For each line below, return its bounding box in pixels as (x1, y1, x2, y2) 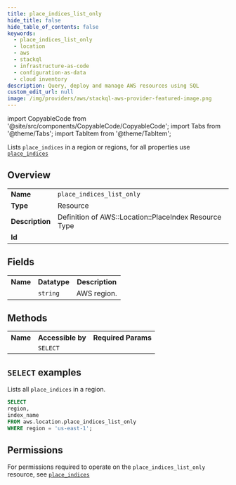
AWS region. (76, 288, 117, 298)
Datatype (37, 277, 70, 286)
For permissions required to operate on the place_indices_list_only (7, 463, 206, 471)
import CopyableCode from (7, 114, 86, 123)
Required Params (93, 333, 152, 343)
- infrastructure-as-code (13, 62, 90, 69)
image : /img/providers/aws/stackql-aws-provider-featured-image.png (7, 95, 212, 102)
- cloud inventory (13, 75, 68, 83)
